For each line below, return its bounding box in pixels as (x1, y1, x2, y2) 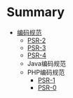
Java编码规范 (27, 59, 66, 67)
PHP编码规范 (27, 68, 65, 76)
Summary (6, 4, 65, 20)
